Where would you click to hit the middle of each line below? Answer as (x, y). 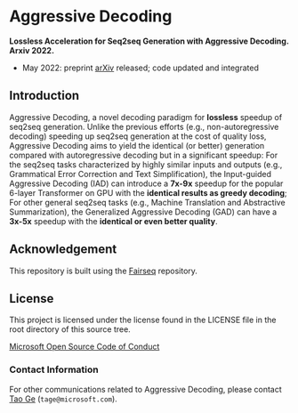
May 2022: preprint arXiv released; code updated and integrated (141, 68)
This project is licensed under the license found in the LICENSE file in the (143, 320)
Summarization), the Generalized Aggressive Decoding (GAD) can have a (143, 212)
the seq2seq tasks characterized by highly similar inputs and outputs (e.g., (146, 164)
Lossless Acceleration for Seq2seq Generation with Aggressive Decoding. (149, 41)
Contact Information (54, 369)
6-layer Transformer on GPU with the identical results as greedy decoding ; (148, 192)
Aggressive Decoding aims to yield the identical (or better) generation (137, 145)
